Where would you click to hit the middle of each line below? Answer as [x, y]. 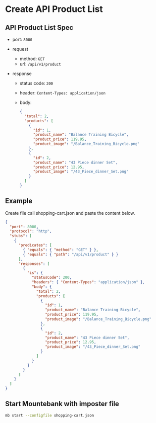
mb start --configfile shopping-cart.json [50, 415]
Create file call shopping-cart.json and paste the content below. [70, 213]
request [20, 49]
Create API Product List [54, 9]
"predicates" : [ [35, 245]
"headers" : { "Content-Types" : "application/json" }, [88, 282]
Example [19, 201]
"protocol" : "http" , [31, 231]
